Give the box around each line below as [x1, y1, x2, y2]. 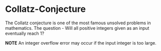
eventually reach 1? [5, 30, 45, 36]
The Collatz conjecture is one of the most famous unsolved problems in [5, 20, 151, 26]
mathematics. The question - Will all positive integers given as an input [5, 25, 150, 31]
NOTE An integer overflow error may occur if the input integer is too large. [5, 40, 157, 46]
